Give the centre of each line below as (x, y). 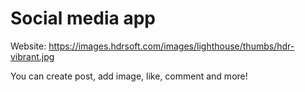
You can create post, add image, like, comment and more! (129, 76)
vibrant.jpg (32, 56)
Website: (28, 46)
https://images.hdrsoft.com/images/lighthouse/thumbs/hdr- (171, 46)
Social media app (83, 18)
